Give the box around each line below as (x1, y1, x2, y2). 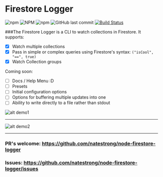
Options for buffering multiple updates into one (12, 94, 106, 100)
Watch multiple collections (12, 43, 65, 49)
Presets (12, 84, 28, 89)
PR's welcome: (5, 140, 41, 147)
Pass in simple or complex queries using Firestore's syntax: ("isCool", (12, 49, 154, 54)
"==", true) (12, 54, 36, 59)
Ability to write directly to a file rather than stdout (12, 100, 111, 106)
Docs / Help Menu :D (12, 78, 54, 84)
